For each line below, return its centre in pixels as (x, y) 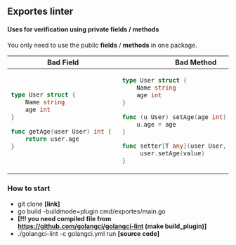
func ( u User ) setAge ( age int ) (174, 117)
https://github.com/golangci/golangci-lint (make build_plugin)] (112, 226)
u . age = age (157, 124)
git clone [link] (39, 204)
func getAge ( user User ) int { (61, 131)
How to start (29, 188)
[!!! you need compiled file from (64, 218)
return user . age (52, 139)
